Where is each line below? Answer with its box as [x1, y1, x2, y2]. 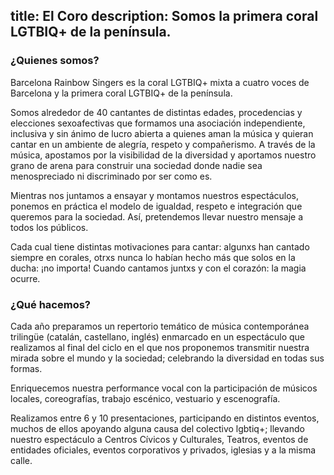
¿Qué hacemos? [10, 297, 91, 311]
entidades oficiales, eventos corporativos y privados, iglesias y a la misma [10, 444, 317, 456]
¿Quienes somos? [10, 54, 100, 68]
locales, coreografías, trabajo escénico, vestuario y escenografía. [10, 392, 281, 404]
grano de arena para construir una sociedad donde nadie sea [10, 159, 263, 171]
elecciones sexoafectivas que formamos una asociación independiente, [10, 117, 306, 129]
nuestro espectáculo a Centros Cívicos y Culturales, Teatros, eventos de [10, 433, 309, 445]
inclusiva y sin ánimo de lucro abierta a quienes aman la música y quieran [10, 127, 314, 139]
